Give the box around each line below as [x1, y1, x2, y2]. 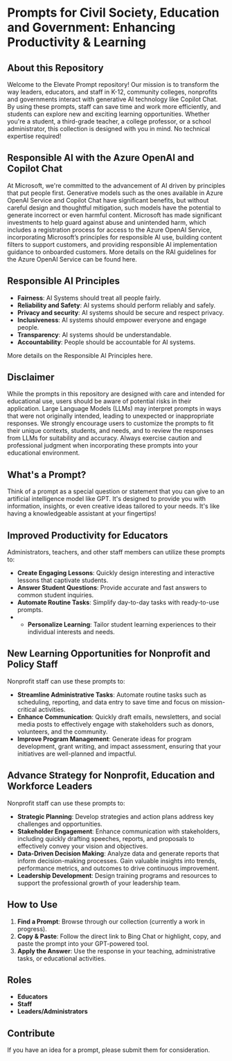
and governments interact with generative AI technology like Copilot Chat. [7, 95, 218, 103]
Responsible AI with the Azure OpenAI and [7, 152, 195, 164]
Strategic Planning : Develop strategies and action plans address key [17, 812, 214, 820]
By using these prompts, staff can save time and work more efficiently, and [7, 103, 222, 110]
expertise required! [7, 132, 62, 140]
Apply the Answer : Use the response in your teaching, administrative [17, 947, 216, 955]
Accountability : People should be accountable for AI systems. [17, 338, 196, 346]
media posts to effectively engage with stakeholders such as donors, [17, 720, 215, 728]
